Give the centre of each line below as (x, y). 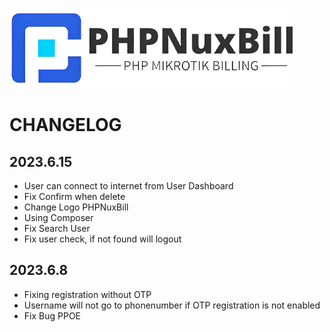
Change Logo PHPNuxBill (76, 207)
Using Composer (58, 217)
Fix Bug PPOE (52, 315)
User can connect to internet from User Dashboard (128, 186)
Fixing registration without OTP (87, 294)
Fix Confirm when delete (74, 196)
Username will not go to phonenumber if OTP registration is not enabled (172, 305)
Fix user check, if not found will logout (102, 239)
